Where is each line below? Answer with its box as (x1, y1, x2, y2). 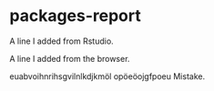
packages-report (9, 5, 141, 26)
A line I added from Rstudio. (9, 35, 114, 46)
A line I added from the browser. (9, 53, 130, 64)
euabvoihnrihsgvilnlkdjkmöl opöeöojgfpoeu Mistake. (9, 70, 206, 82)
